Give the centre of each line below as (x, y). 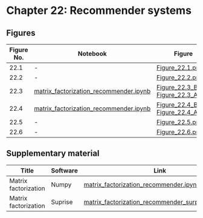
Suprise (62, 202)
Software (65, 170)
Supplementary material (53, 154)
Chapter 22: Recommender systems (99, 11)
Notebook (92, 54)
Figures (21, 33)
